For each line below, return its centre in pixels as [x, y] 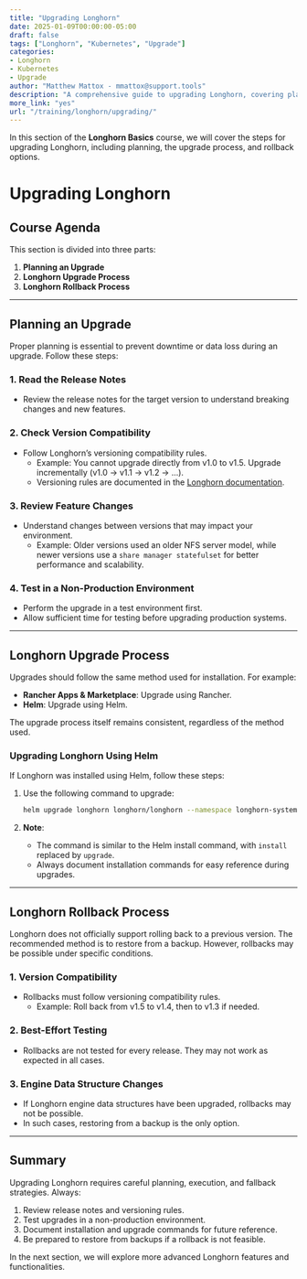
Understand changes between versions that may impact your [138, 525]
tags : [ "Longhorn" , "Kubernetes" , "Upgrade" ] [97, 43]
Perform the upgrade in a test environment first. [112, 608]
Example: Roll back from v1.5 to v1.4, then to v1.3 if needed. [148, 1006]
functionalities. [37, 1266]
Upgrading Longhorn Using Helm [84, 756]
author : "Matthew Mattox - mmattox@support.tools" [108, 86]
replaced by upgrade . [75, 855]
